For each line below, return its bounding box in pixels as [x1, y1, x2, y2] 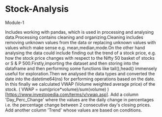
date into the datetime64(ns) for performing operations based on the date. [5, 76, 156, 82]
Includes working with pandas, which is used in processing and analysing [5, 29, 154, 35]
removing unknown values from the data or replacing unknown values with [5, 39, 156, 45]
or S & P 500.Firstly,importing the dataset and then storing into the [5, 60, 139, 66]
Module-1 [5, 20, 25, 25]
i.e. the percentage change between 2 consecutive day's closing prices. [5, 102, 151, 108]
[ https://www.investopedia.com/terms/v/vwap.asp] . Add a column [5, 92, 139, 97]
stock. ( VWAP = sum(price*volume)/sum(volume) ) [5, 86, 109, 92]
